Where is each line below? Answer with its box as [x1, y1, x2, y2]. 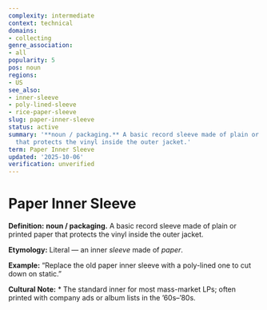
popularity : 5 [8, 57, 56, 65]
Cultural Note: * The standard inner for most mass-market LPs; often [8, 284, 237, 294]
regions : [8, 71, 38, 79]
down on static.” [8, 269, 62, 279]
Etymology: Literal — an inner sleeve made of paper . [8, 245, 184, 255]
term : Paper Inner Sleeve [8, 145, 94, 153]
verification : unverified [8, 161, 94, 169]
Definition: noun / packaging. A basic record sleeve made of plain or [8, 221, 237, 231]
